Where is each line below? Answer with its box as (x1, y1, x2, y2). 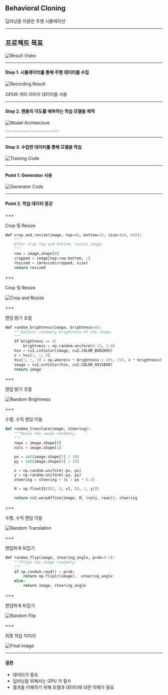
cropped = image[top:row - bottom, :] (14, 256, 91, 261)
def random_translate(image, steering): (5, 427, 91, 432)
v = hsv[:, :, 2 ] (14, 353, 50, 358)
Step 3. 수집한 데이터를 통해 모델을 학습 (5, 144, 82, 150)
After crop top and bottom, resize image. (14, 242, 104, 247)
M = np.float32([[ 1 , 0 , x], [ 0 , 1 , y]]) (14, 486, 99, 491)
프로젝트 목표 (5, 39, 43, 47)
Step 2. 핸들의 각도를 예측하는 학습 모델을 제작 (5, 108, 95, 115)
